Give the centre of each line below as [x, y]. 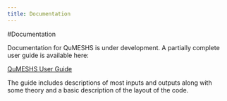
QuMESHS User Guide [40, 69]
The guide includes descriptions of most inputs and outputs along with [110, 83]
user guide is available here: [48, 55]
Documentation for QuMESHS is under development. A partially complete [114, 47]
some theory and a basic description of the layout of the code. [98, 90]
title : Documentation [39, 14]
